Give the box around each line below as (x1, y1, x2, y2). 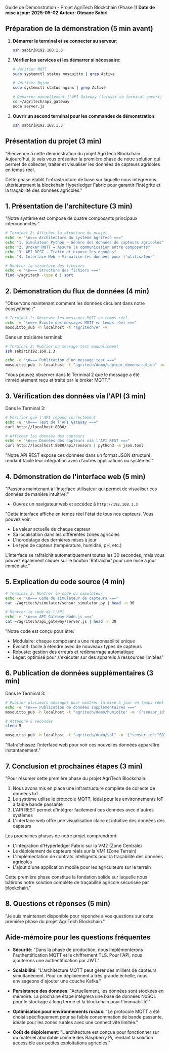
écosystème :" (5, 306, 35, 312)
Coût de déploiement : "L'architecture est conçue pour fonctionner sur (12, 1029, 159, 1035)
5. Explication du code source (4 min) (5, 578, 125, 586)
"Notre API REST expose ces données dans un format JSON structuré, (5, 452, 152, 458)
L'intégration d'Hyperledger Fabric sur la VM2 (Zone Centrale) (12, 842, 143, 849)
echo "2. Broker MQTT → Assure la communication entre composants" (5, 245, 151, 250)
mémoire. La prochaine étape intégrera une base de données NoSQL (12, 993, 156, 999)
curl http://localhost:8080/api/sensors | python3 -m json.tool (5, 443, 144, 448)
